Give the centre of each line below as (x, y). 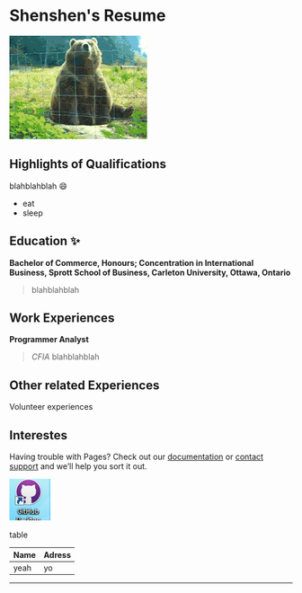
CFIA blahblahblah (65, 357)
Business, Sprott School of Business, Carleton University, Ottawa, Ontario (150, 272)
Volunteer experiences (51, 407)
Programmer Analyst (49, 340)
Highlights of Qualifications (88, 164)
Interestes (39, 435)
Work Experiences (62, 318)
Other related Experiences (84, 385)
